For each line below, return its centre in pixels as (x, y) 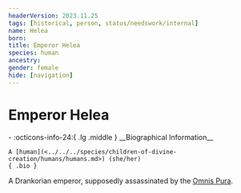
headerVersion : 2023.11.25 (53, 16)
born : (17, 38)
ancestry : (25, 61)
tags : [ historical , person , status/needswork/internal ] (103, 23)
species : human (34, 53)
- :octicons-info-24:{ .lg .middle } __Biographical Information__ (111, 137)
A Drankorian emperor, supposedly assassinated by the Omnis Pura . (121, 180)
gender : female (34, 68)
